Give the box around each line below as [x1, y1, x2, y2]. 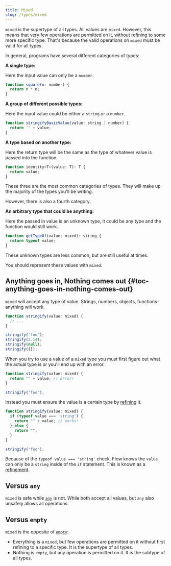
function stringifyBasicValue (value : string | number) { [5, 120, 129, 126]
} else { [10, 423, 29, 429]
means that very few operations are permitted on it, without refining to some [5, 32, 166, 38]
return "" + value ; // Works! [14, 419, 79, 424]
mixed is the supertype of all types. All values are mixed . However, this [5, 26, 152, 32]
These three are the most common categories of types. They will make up [5, 183, 161, 189]
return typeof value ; [10, 238, 56, 243]
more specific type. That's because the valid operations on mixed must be [5, 37, 160, 43]
